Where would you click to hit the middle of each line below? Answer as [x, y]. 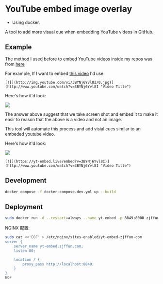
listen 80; [25, 251]
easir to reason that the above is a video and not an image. [64, 119]
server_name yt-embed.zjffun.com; [49, 246]
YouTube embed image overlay [69, 9]
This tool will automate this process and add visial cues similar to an [73, 129]
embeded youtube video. [30, 134]
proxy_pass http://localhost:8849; [58, 264]
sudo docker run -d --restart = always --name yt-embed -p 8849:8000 [75, 218]
